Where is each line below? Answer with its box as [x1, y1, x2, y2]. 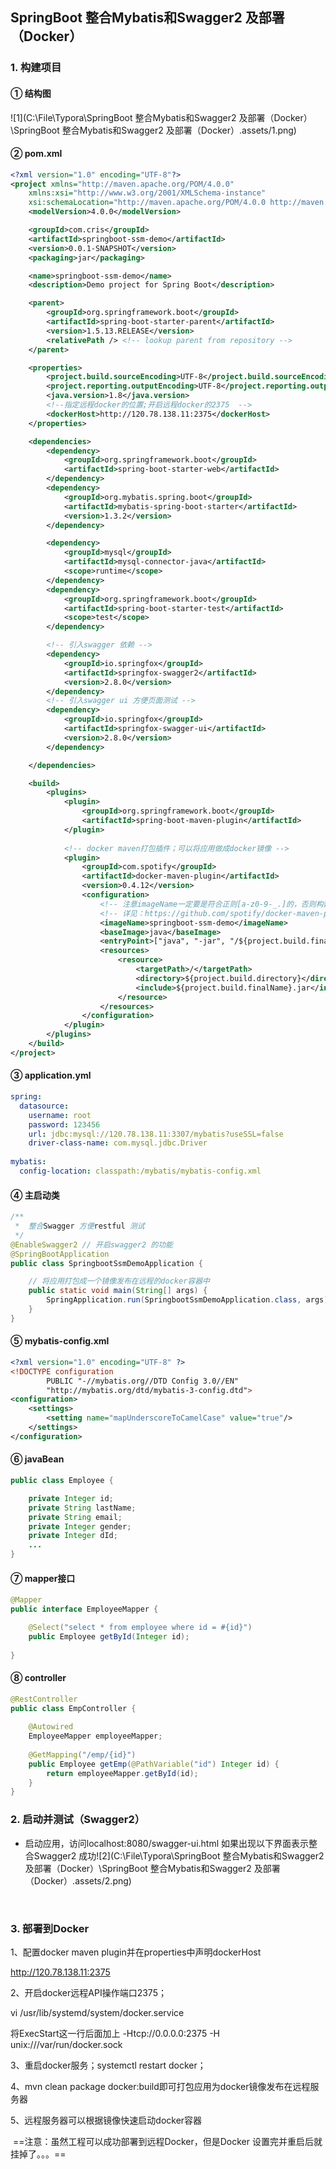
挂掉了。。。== [10, 2148, 67, 2160]
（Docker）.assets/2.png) [24, 1874, 132, 1887]
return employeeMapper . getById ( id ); [46, 1768, 199, 1778]
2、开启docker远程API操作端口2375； [10, 1986, 167, 1998]
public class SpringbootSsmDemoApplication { [10, 1258, 203, 1268]
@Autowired [28, 1722, 74, 1732]
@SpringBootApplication [10, 1249, 110, 1259]
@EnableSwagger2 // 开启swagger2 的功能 [10, 1239, 173, 1250]
